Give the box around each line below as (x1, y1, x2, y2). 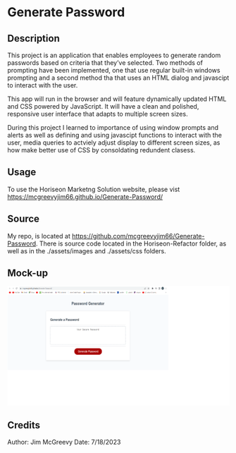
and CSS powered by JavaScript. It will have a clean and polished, (7, 102, 199, 110)
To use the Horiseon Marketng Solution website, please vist (7, 185, 180, 193)
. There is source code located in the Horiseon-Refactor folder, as (35, 239, 227, 248)
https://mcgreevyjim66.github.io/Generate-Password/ (7, 192, 163, 201)
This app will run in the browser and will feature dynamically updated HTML (7, 95, 227, 103)
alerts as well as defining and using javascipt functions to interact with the (7, 131, 223, 139)
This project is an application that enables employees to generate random (7, 51, 221, 59)
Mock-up (7, 267, 48, 279)
